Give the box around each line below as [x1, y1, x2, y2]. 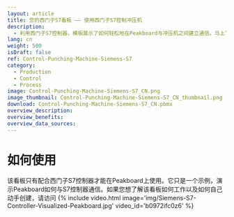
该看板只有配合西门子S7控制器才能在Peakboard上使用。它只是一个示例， [7, 177, 217, 185]
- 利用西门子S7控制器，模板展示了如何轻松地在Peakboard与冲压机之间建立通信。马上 [13, 29, 225, 37]
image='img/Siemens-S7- [122, 194, 196, 202]
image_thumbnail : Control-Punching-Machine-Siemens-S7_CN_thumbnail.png [7, 95, 223, 102]
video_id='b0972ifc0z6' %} [115, 202, 194, 210]
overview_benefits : [7, 113, 64, 120]
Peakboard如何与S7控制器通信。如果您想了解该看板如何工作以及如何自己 [13, 185, 223, 193]
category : [7, 62, 36, 69]
